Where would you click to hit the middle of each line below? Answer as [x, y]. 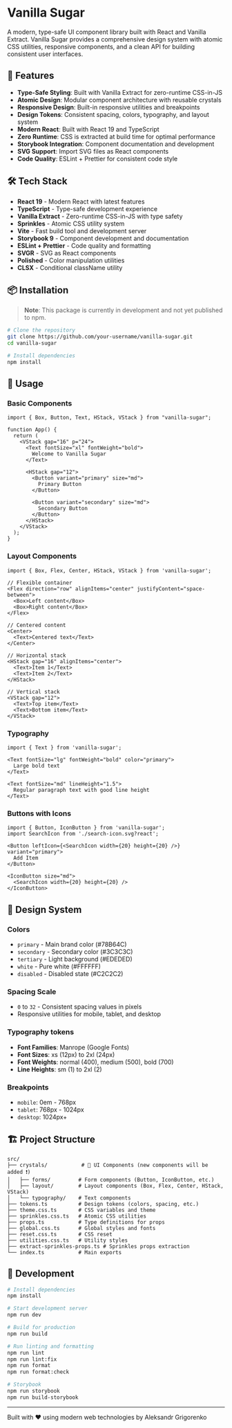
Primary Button [59, 485]
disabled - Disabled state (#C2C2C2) [70, 974]
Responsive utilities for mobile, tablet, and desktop [89, 1014]
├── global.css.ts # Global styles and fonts [81, 1228]
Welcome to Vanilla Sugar [69, 454]
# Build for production [41, 1328]
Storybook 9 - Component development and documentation [103, 238]
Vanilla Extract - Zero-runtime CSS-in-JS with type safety [100, 216]
